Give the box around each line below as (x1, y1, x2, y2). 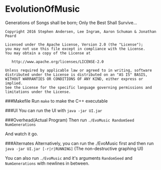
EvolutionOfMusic (5, 3, 80, 15)
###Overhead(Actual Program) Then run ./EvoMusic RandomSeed (5, 117, 135, 123)
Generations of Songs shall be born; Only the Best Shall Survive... (5, 20, 138, 26)
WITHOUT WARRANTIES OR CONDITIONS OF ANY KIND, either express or (5, 76, 143, 82)
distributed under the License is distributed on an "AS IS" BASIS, (5, 72, 148, 77)
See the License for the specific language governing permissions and (5, 85, 152, 90)
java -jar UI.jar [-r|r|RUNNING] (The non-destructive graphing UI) (5, 145, 143, 151)
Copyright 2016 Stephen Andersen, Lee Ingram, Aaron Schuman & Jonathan (5, 29, 157, 34)
